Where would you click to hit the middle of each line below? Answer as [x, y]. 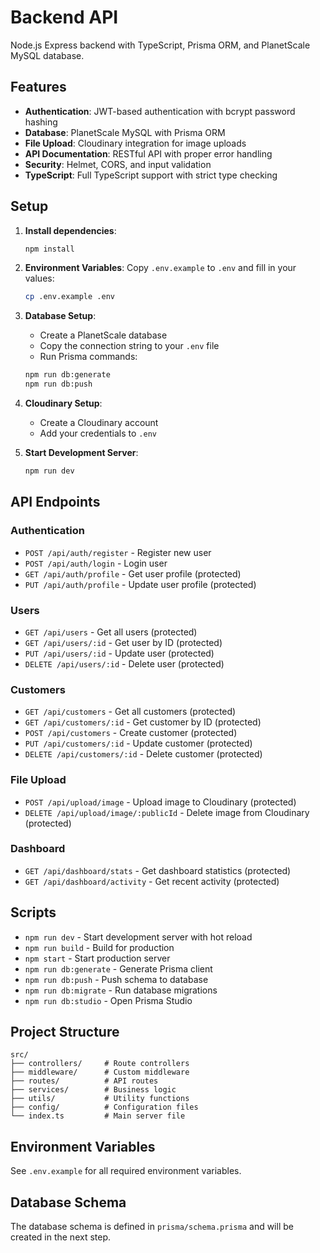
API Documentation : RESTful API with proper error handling [148, 153]
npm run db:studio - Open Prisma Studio [108, 1000]
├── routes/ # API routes [84, 1081]
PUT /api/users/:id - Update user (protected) [119, 653]
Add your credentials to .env [98, 433]
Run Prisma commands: [88, 357]
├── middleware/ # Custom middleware [100, 1072]
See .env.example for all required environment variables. [126, 1171]
